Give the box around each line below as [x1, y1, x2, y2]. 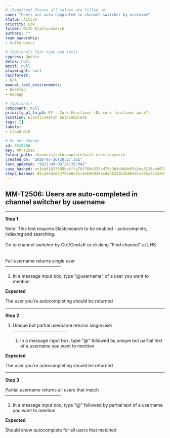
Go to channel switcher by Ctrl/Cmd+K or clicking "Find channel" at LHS [5, 242, 156, 248]
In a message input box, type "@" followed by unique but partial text [20, 337, 163, 344]
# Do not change [5, 138, 39, 143]
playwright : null [5, 68, 42, 73]
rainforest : [5, 73, 30, 78]
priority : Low [5, 21, 35, 27]
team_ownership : [5, 36, 39, 41]
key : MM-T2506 [5, 148, 35, 153]
